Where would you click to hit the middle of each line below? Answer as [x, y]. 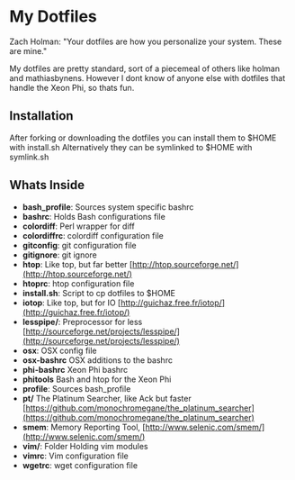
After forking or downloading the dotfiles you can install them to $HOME [143, 138]
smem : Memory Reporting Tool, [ [84, 427]
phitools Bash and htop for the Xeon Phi [97, 379]
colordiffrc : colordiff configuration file [93, 235]
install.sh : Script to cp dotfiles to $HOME [99, 293]
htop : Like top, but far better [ [77, 264]
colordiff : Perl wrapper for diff [78, 226]
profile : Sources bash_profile [76, 388]
